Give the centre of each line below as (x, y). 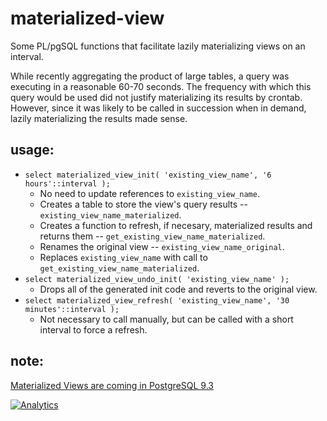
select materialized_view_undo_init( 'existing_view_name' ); (157, 279)
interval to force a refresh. (93, 329)
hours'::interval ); (67, 183)
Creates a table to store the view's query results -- (143, 204)
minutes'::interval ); (72, 309)
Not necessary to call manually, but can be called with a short (166, 319)
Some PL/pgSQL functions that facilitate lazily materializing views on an (158, 46)
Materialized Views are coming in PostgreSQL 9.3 (112, 385)
